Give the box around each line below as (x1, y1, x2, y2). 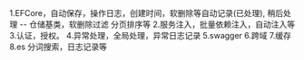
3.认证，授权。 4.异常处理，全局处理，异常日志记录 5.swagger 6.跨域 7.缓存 (9, 30, 292, 40)
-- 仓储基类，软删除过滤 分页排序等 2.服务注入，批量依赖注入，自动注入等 (19, 19, 296, 30)
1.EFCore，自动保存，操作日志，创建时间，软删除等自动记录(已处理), (9, 8, 266, 18)
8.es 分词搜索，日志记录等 (9, 41, 107, 52)
